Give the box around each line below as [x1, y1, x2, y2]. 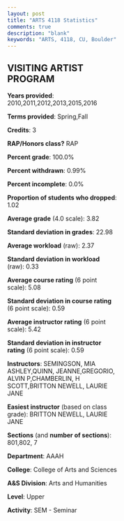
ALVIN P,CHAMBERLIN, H [7, 374, 80, 382]
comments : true [7, 23, 52, 30]
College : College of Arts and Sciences [7, 465, 117, 474]
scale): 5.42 [7, 325, 42, 333]
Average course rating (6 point [7, 275, 98, 284]
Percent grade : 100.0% [7, 153, 75, 161]
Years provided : [7, 91, 54, 100]
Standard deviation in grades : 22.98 [7, 227, 114, 236]
